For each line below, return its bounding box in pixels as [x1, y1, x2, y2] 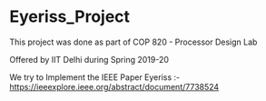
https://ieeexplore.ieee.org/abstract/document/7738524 [9, 81, 220, 92]
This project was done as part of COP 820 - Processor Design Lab [9, 36, 258, 47]
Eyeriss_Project [9, 6, 130, 27]
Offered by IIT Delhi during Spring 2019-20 [9, 54, 170, 65]
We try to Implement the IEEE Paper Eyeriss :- [9, 71, 181, 83]
